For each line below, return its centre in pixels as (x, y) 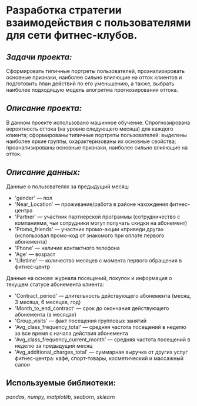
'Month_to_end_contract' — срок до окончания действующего (92, 308)
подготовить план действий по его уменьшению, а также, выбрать (90, 84)
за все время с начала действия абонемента (71, 333)
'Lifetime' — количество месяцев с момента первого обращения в (98, 260)
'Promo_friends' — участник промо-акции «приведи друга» (89, 229)
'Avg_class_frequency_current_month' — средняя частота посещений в (102, 340)
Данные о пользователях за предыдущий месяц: (68, 187)
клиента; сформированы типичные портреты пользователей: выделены (96, 135)
